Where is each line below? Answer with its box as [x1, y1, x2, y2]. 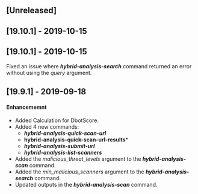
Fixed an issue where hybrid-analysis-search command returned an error [6, 62, 192, 70]
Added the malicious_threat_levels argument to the [14, 155, 141, 163]
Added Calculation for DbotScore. [14, 117, 99, 124]
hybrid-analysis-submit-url [23, 143, 95, 150]
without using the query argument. [6, 69, 92, 76]
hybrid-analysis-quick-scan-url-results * [23, 136, 128, 143]
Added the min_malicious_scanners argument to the [14, 168, 144, 175]
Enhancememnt [6, 103, 47, 111]
